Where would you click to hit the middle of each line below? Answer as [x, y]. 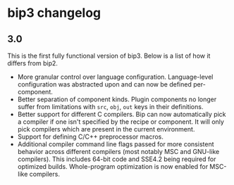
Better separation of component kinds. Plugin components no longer [117, 99]
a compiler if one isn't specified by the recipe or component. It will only [121, 122]
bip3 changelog [54, 13]
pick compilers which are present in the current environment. [106, 129]
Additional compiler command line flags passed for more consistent [116, 144]
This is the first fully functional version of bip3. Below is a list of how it [109, 56]
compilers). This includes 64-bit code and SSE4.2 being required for [117, 159]
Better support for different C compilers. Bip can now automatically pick [122, 114]
